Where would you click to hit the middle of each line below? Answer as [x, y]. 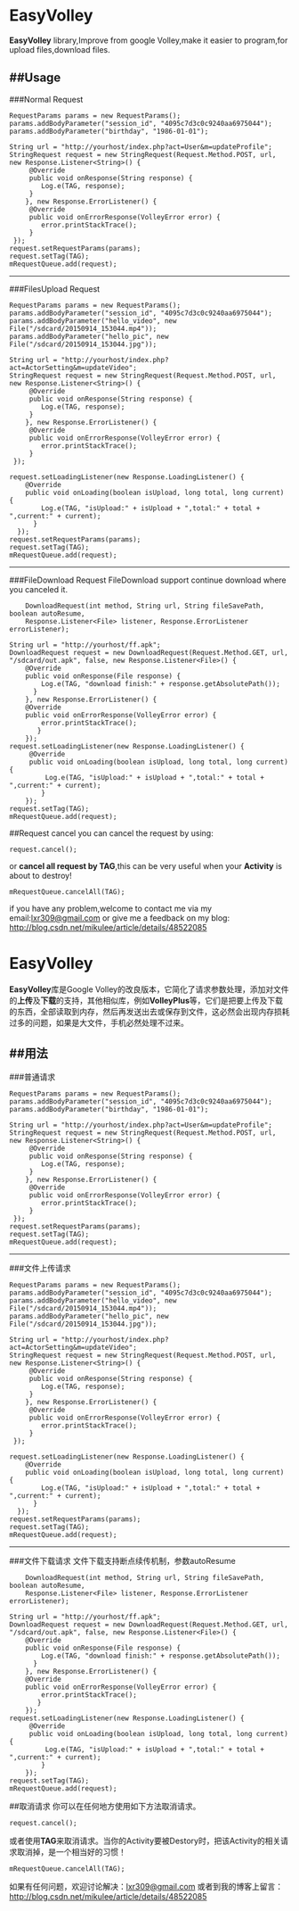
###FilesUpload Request [55, 289]
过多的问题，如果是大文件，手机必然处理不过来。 [99, 1022]
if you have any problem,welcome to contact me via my [110, 908]
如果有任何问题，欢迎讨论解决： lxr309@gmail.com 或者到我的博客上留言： [146, 1886]
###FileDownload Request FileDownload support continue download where [148, 580]
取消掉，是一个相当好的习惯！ [71, 1851]
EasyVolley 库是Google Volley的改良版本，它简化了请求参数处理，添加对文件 [149, 989]
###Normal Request [46, 99]
